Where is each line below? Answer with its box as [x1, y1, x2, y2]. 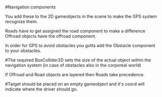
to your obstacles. [5, 48, 41, 53]
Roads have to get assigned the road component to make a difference [5, 28, 145, 33]
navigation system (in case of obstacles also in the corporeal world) [5, 63, 142, 68]
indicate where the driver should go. [5, 86, 78, 92]
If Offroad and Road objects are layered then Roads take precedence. [5, 72, 145, 77]
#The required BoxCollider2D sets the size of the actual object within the [5, 57, 151, 63]
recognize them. [5, 19, 38, 24]
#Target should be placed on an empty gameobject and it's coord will [5, 81, 145, 87]
